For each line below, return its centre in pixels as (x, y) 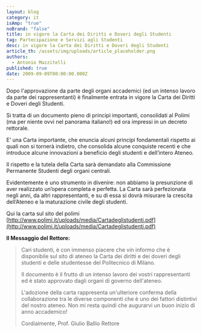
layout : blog (23, 12)
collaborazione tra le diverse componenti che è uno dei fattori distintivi (109, 299)
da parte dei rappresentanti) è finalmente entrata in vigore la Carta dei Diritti (101, 97)
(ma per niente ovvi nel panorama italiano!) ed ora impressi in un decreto (97, 122)
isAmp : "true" (24, 23)
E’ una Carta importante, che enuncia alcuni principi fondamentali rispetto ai (101, 140)
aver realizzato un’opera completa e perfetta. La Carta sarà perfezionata (96, 189)
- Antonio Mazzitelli (39, 62)
